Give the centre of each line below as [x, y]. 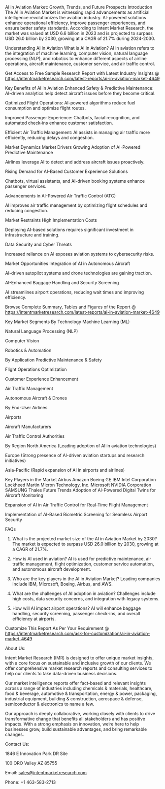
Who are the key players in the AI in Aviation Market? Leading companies [86, 579]
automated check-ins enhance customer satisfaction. [59, 123]
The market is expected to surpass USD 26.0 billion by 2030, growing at [85, 544]
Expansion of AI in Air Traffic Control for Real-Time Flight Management [77, 505]
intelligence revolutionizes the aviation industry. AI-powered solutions [76, 17]
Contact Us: [17, 744]
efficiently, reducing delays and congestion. [49, 138]
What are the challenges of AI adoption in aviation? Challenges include [84, 593]
